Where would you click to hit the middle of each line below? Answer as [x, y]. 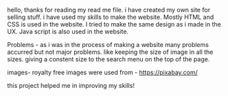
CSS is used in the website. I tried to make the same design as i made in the [114, 24]
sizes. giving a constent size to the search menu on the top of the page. [109, 59]
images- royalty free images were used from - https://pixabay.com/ [102, 72]
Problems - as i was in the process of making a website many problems [108, 45]
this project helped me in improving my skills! [71, 85]
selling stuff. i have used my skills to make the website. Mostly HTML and [111, 17]
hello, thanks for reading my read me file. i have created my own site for [109, 10]
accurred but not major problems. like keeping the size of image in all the [110, 52]
